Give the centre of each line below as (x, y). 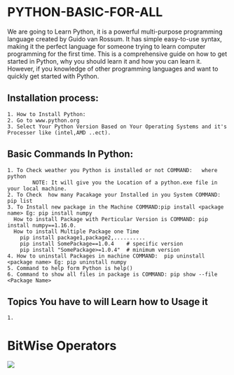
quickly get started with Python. (53, 76)
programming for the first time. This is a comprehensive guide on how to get (117, 54)
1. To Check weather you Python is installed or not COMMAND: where (112, 170)
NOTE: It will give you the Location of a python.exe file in (125, 183)
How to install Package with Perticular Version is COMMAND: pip (111, 219)
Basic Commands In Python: (70, 154)
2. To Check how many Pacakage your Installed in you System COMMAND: (114, 194)
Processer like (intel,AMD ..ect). (59, 133)
